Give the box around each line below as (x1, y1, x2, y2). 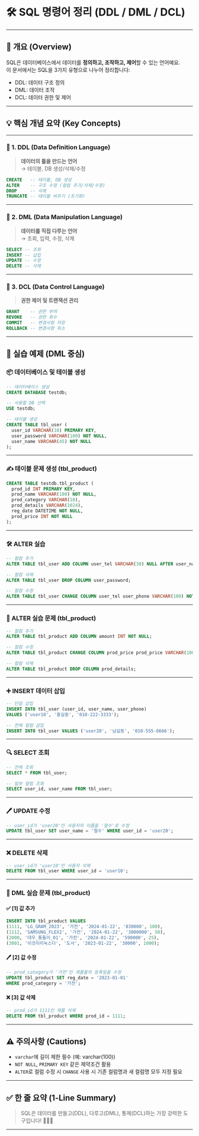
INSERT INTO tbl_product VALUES (6, 918, 86, 924)
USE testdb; (6, 406, 36, 412)
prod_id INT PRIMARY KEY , (11, 486, 76, 492)
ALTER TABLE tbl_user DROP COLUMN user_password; (6, 577, 131, 583)
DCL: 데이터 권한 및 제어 (14, 93, 71, 101)
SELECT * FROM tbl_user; (6, 770, 68, 776)
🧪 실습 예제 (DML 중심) (6, 349, 85, 359)
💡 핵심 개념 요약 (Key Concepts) (6, 118, 121, 128)
